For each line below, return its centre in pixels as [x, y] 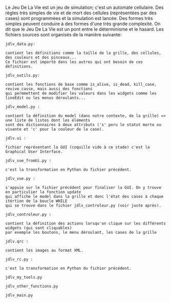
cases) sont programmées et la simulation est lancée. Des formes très [79, 18]
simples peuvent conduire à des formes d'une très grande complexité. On [83, 24]
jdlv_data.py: [20, 44]
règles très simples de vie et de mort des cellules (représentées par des [81, 13]
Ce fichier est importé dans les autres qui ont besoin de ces [74, 62]
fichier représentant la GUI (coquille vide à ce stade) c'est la [78, 147]
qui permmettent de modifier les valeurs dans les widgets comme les [81, 93]
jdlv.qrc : [17, 241]
